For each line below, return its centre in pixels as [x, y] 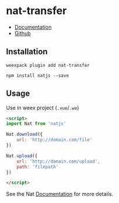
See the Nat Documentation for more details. [60, 194]
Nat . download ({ [24, 134]
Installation [27, 52]
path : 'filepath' [38, 167]
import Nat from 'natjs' [36, 124]
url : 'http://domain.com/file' [55, 140]
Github [22, 33]
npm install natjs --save [37, 75]
